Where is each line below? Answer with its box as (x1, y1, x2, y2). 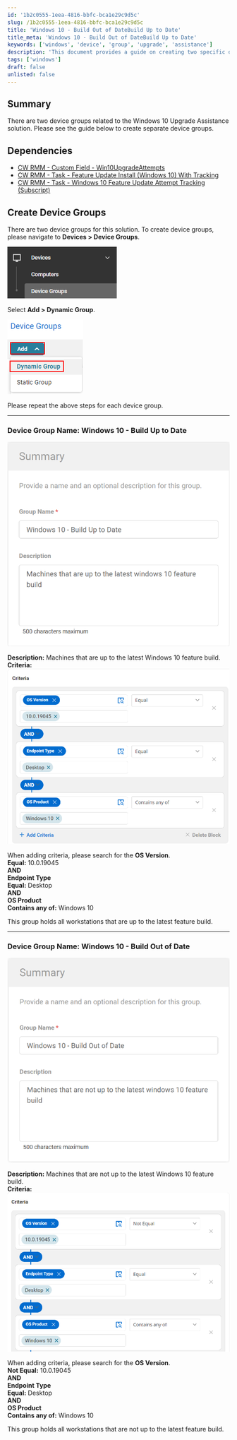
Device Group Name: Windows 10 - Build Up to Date (7, 425, 187, 435)
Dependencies (7, 145, 73, 157)
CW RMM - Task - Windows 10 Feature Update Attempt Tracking (17, 179, 206, 187)
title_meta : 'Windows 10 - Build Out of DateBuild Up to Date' (7, 34, 197, 41)
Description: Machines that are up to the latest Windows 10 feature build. (7, 653, 221, 662)
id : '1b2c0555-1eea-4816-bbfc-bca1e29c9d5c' (7, 11, 140, 18)
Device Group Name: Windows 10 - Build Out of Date (7, 941, 190, 951)
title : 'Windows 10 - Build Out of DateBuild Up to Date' (7, 26, 181, 33)
